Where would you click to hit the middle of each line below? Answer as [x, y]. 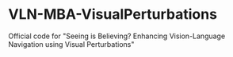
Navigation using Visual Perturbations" [71, 44]
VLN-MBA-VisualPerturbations [113, 14]
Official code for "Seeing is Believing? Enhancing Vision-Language [117, 36]
